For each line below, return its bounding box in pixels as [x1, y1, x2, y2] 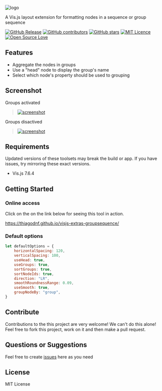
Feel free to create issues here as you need [5, 353, 93, 360]
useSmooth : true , [14, 285, 50, 290]
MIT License [5, 381, 31, 387]
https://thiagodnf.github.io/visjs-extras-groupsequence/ [5, 220, 120, 227]
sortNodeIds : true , [14, 272, 54, 276]
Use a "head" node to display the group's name [12, 67, 110, 73]
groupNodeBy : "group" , [14, 290, 61, 295]
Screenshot [5, 86, 42, 95]
